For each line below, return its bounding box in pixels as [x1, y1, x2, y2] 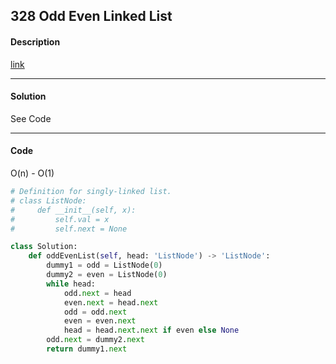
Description [10, 35, 61, 48]
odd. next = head [63, 288, 132, 298]
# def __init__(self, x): [10, 205, 137, 215]
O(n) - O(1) [10, 167, 55, 179]
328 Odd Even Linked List [10, 8, 173, 25]
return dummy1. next [46, 344, 128, 354]
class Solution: [10, 242, 78, 252]
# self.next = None [10, 224, 128, 234]
